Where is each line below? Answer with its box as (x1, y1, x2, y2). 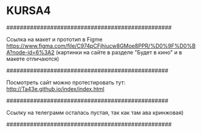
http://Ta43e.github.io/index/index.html (6, 85, 105, 92)
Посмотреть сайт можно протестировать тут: (6, 79, 126, 86)
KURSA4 (6, 4, 51, 18)
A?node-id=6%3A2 (6, 48, 55, 56)
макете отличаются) (6, 55, 60, 62)
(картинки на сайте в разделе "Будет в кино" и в (55, 48, 183, 56)
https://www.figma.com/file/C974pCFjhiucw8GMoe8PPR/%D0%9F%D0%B (6, 42, 196, 49)
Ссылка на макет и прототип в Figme (6, 35, 103, 43)
